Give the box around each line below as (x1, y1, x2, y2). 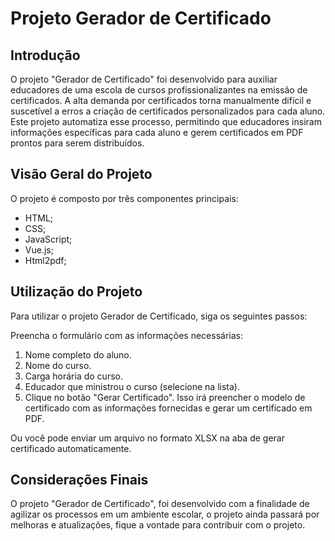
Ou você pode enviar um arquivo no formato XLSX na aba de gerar (10, 432, 285, 444)
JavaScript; (24, 233, 73, 245)
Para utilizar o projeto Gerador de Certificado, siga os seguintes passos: (10, 310, 308, 322)
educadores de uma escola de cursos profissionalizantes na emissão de (10, 84, 308, 96)
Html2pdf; (24, 254, 67, 266)
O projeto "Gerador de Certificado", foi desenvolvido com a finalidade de (10, 498, 310, 510)
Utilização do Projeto (10, 283, 143, 301)
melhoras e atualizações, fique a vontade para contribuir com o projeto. (10, 519, 306, 531)
